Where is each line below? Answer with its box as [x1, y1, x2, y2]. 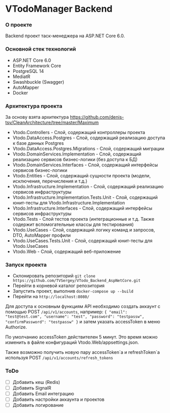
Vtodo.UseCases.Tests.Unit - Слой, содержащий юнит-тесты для [12, 238, 153, 244]
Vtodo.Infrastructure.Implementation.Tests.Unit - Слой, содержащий [12, 194, 158, 200]
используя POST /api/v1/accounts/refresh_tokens [5, 355, 114, 361]
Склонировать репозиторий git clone [12, 273, 96, 279]
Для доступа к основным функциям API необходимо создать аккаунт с [5, 303, 161, 309]
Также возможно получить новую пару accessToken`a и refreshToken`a [5, 349, 160, 355]
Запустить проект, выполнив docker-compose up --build [12, 288, 134, 294]
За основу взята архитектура [5, 114, 69, 120]
